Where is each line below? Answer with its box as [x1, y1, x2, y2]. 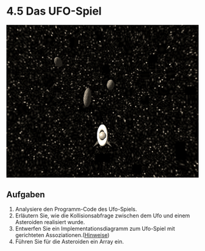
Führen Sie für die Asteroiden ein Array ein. [15, 238, 124, 246]
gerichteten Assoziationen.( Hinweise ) [15, 231, 110, 239]
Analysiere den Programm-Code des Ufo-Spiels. [15, 206, 137, 213]
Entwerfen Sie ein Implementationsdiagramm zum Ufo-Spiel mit [15, 225, 175, 233]
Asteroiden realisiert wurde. [15, 219, 85, 226]
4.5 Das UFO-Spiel [6, 4, 102, 18]
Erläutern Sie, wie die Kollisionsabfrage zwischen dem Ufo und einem [15, 212, 190, 219]
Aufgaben [6, 189, 45, 200]
